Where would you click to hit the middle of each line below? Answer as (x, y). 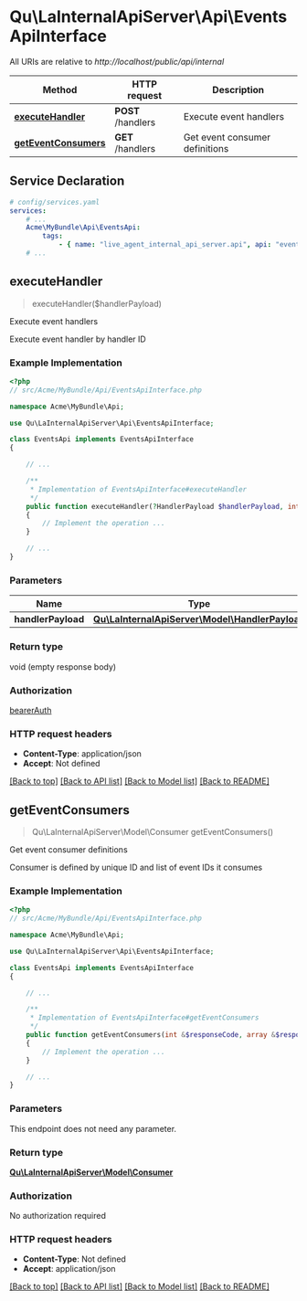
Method (60, 90)
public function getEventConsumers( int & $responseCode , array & (151, 1035)
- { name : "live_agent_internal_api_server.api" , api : (165, 245)
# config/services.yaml (55, 202)
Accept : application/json (69, 1269)
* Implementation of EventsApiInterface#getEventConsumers (144, 1018)
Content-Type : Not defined (74, 1259)
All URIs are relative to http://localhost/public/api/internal (117, 61)
